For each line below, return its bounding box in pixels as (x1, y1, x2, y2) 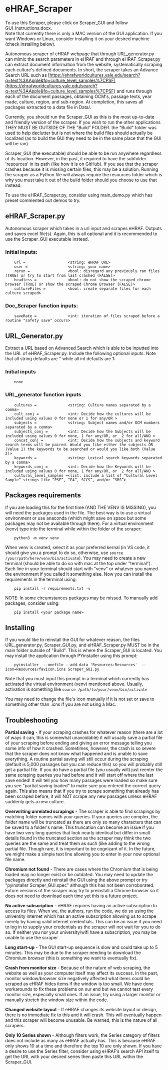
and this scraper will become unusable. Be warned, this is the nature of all (5, 1017, 157, 1023)
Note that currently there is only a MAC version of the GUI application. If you (5, 30, 162, 36)
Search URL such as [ (5, 72, 50, 78)
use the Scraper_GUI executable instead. (5, 236, 89, 242)
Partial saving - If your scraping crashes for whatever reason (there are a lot (5, 729, 163, 735)
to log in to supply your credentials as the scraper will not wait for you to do (5, 924, 161, 930)
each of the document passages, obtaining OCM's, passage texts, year (5, 93, 152, 99)
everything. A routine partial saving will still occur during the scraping (5, 756, 148, 762)
